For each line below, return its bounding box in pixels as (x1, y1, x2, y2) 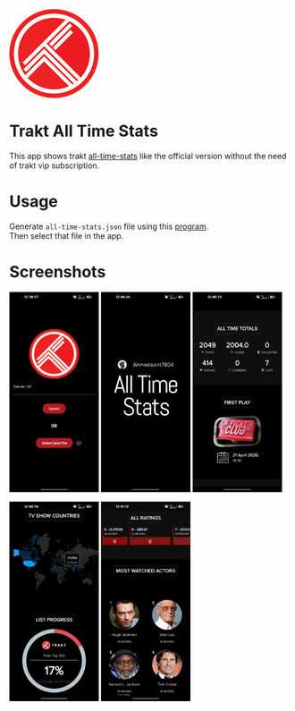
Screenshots (9, 262, 106, 283)
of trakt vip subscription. (9, 160, 100, 171)
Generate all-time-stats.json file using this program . (9, 221, 209, 232)
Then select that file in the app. (9, 231, 124, 241)
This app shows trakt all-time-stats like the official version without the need (9, 151, 287, 162)
